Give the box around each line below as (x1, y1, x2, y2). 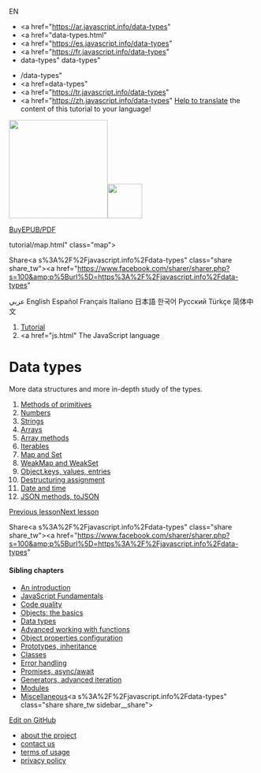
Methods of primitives (20, 400, 92, 409)
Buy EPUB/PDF (9, 225, 56, 234)
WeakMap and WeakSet (20, 458, 99, 467)
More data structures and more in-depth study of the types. (9, 384, 203, 393)
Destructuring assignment (20, 474, 106, 484)
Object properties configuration (20, 634, 123, 643)
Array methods (20, 433, 69, 442)
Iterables (20, 441, 50, 451)
